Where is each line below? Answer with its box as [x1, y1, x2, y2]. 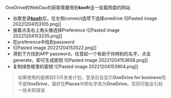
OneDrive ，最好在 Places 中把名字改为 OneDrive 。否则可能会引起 [27, 81, 163, 87]
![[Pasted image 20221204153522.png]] [12, 45, 97, 51]
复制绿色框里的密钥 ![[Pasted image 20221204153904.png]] [12, 63, 139, 69]
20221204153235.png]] [12, 33, 62, 39]
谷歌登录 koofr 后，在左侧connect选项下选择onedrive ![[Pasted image [12, 15, 157, 21]
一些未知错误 [17, 87, 45, 93]
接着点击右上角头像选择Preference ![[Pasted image [12, 27, 120, 33]
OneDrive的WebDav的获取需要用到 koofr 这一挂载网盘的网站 [5, 5, 131, 10]
